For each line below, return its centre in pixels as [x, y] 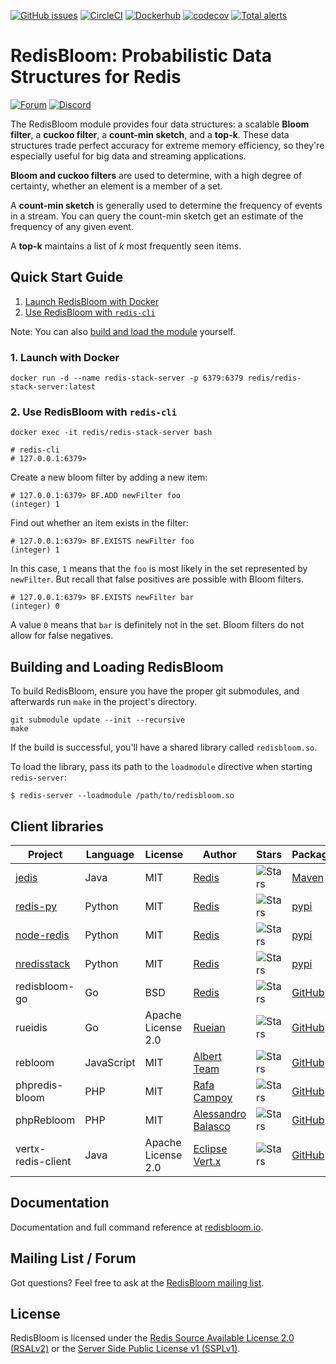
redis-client [43, 1161]
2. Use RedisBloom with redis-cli [94, 412]
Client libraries [57, 826]
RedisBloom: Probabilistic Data [141, 56]
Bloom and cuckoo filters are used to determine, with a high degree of [156, 175]
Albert [207, 1056]
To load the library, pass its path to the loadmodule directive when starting [161, 767]
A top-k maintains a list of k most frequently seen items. [126, 246]
